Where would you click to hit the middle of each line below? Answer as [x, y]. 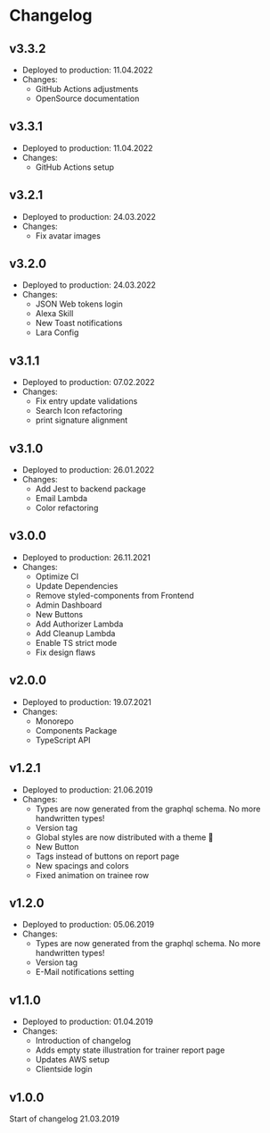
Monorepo [54, 721]
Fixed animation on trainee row [92, 875]
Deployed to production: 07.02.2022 [88, 382]
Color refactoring [67, 508]
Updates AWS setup [72, 1060]
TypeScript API [63, 740]
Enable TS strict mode [76, 642]
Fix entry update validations [86, 401]
